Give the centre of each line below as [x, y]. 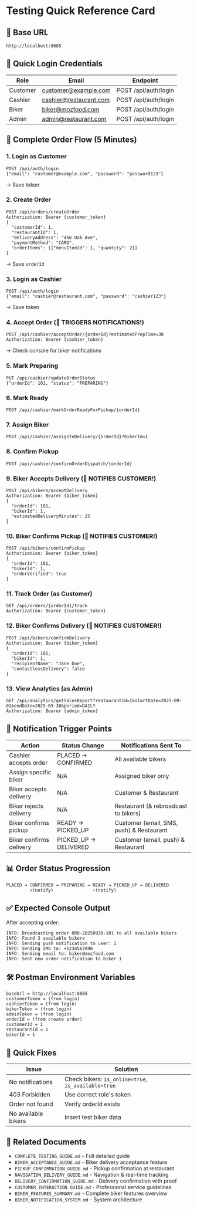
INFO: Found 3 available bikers [45, 938]
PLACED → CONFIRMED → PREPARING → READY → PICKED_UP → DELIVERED [87, 885]
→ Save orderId [25, 264]
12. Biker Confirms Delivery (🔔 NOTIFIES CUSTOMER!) [84, 626]
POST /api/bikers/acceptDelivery [47, 490]
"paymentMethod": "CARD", [43, 243]
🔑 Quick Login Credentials [55, 64]
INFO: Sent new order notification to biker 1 [64, 959]
